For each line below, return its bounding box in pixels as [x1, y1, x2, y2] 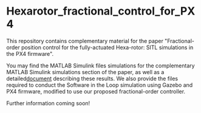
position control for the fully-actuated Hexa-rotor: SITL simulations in [21, 44, 194, 51]
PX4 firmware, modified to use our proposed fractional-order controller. [6, 87, 186, 95]
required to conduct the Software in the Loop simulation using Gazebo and [6, 81, 193, 89]
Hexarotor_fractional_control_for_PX [6, 4, 196, 18]
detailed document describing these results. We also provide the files [6, 75, 178, 82]
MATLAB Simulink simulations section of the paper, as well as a [6, 68, 165, 75]
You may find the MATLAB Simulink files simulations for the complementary [6, 62, 196, 69]
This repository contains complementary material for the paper [6, 37, 164, 44]
